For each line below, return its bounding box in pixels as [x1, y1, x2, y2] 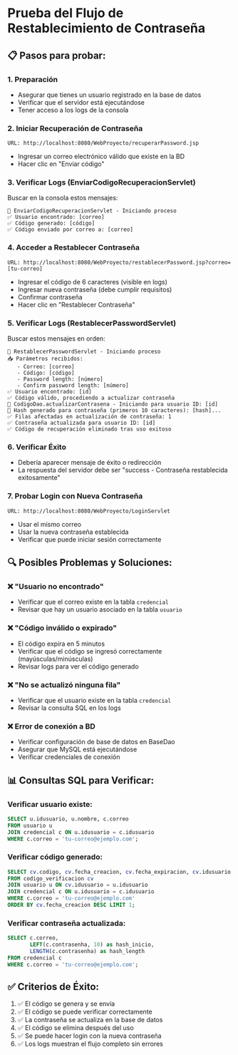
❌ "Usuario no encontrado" [7, 581, 105, 591]
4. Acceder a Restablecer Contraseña [7, 242, 140, 252]
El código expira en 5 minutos [17, 639, 105, 648]
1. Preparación [7, 74, 58, 84]
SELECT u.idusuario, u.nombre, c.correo [7, 815, 130, 823]
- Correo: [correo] [16, 364, 75, 371]
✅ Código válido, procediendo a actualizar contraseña [7, 394, 175, 402]
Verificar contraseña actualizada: [7, 918, 126, 928]
